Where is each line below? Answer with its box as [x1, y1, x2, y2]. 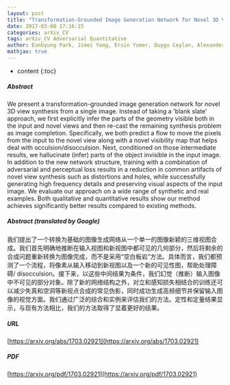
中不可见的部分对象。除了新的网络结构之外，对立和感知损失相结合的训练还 [7, 278, 217, 286]
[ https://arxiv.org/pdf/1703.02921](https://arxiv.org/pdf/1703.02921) [7, 370, 197, 378]
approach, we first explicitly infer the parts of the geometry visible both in [7, 114, 214, 122]
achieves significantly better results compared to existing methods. [7, 201, 196, 209]
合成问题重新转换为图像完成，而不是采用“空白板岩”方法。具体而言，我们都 [7, 252, 217, 261]
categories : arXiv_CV [7, 29, 69, 36]
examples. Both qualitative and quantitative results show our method [7, 194, 201, 202]
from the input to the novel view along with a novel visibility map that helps [7, 136, 218, 144]
